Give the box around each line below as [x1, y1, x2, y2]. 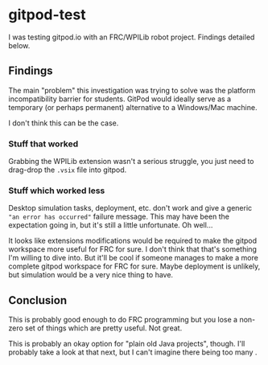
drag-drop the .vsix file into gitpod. [8, 165, 127, 174]
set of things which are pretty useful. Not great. [25, 323, 183, 333]
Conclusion [8, 293, 68, 307]
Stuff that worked [8, 138, 79, 150]
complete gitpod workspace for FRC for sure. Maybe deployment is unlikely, [8, 261, 261, 271]
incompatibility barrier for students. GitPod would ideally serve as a [8, 94, 232, 104]
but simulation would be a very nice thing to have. [8, 270, 174, 280]
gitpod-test [8, 6, 86, 24]
